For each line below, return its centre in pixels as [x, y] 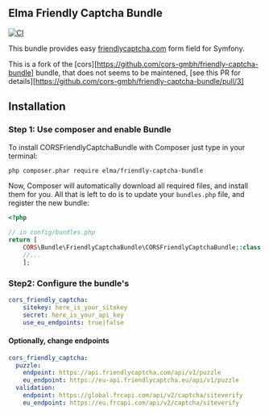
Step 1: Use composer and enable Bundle [90, 130]
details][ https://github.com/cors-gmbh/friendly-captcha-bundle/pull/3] [126, 81]
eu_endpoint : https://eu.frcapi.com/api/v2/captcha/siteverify [131, 403]
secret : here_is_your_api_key [74, 315]
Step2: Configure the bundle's [69, 283]
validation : [36, 388]
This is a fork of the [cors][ [53, 64]
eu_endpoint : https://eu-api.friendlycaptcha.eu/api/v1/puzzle [131, 380]
